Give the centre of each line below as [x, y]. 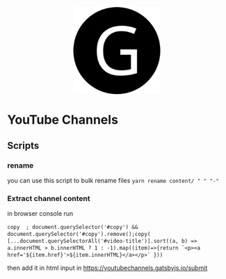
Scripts [23, 145]
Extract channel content [49, 198]
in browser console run [40, 214]
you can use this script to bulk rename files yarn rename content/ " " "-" [113, 180]
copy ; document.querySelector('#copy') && [73, 228]
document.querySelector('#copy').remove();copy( [79, 234]
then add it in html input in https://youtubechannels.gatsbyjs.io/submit [107, 268]
